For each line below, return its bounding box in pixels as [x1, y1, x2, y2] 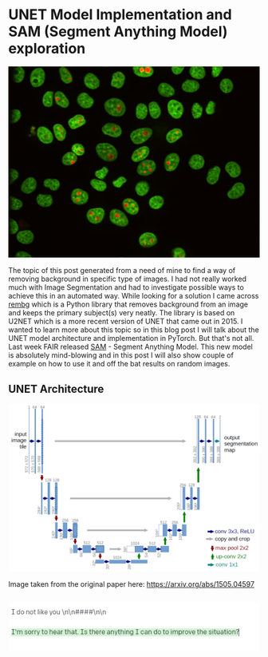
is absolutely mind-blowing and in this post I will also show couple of [8, 350, 234, 360]
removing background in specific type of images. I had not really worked [8, 274, 247, 284]
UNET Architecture [8, 382, 104, 396]
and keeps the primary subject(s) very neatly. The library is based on [8, 308, 235, 318]
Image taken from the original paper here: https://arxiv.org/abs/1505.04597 [8, 579, 255, 588]
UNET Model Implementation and [8, 6, 233, 24]
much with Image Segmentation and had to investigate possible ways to [8, 283, 245, 292]
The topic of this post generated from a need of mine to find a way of [8, 266, 236, 275]
